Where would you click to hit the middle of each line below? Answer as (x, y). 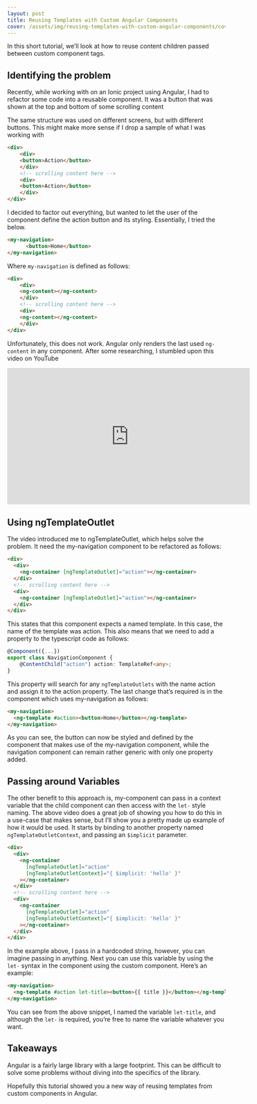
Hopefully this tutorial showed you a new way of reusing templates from (110, 1086)
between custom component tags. (56, 53)
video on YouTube (33, 358)
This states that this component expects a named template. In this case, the (115, 624)
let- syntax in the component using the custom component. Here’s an (107, 966)
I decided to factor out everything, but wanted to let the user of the (103, 213)
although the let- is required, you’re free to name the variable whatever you (116, 1019)
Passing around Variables (63, 781)
